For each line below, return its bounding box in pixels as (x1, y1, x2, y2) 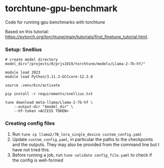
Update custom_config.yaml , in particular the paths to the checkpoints (12, 136, 153, 142)
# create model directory (5, 57, 58, 62)
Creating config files (5, 120, 55, 127)
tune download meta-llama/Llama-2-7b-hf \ (5, 100, 93, 105)
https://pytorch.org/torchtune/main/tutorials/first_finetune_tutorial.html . (5, 34, 148, 40)
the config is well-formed (12, 157, 64, 163)
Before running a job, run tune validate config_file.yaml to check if (12, 152, 152, 158)
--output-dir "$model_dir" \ (14, 104, 73, 109)
